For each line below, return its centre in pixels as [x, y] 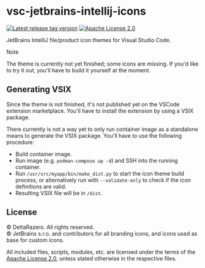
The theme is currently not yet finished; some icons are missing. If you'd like [102, 64]
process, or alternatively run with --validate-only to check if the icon [103, 180]
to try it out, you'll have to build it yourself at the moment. [79, 70]
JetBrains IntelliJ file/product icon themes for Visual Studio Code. [89, 40]
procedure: [20, 142]
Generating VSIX [39, 90]
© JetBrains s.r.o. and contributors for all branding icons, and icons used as [102, 233]
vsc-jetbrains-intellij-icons [76, 11]
